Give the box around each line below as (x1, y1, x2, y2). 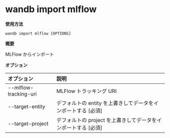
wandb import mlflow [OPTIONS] (5, 31, 71, 36)
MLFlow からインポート (5, 51, 54, 57)
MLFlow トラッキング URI (56, 87, 117, 95)
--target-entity (8, 103, 46, 110)
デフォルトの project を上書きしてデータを (56, 116, 157, 123)
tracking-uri (8, 90, 37, 97)
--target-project (8, 120, 49, 127)
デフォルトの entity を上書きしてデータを (56, 100, 154, 107)
